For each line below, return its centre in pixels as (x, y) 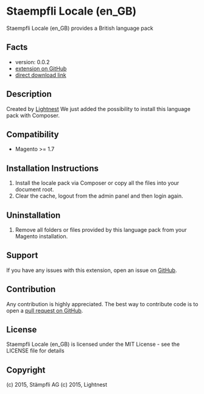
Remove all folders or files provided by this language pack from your (101, 230)
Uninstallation (33, 215)
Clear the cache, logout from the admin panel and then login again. (99, 196)
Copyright (26, 370)
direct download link (40, 75)
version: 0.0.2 (32, 62)
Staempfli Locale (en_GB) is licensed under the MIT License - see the (93, 344)
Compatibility (33, 134)
